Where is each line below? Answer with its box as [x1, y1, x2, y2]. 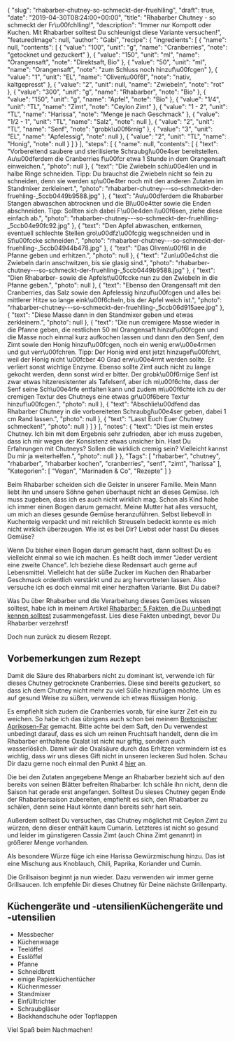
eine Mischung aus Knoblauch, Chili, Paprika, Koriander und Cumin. [7, 859, 202, 867]
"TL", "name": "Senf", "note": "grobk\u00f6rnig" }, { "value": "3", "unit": [7, 125, 213, 133]
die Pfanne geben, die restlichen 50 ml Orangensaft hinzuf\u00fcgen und [7, 325, 219, 334]
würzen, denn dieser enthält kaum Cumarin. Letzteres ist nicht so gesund [7, 823, 219, 832]
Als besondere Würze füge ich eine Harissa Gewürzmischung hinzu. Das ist [7, 851, 225, 860]
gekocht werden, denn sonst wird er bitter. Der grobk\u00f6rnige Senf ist [7, 370, 218, 378]
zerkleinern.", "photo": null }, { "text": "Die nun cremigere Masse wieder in [7, 318, 220, 326]
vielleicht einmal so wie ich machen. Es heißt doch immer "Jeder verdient [7, 553, 218, 562]
